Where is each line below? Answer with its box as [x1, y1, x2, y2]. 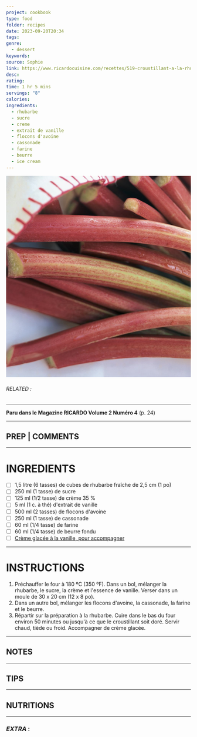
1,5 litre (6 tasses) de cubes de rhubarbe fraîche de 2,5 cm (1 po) [14, 482, 172, 489]
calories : [6, 97, 30, 102]
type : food [6, 15, 33, 22]
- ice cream [11, 158, 41, 164]
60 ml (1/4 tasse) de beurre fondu [14, 527, 96, 535]
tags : [6, 34, 19, 41]
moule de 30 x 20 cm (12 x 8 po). [14, 593, 95, 600]
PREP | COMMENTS [6, 431, 79, 441]
